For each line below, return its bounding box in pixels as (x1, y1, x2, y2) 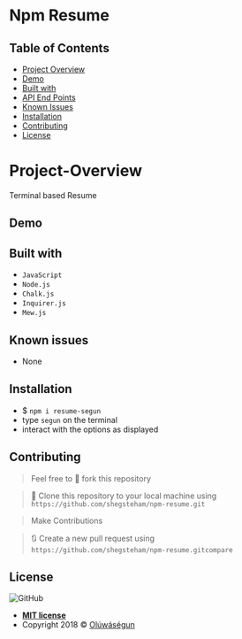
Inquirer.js (21, 299, 66, 308)
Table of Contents (9, 41, 110, 56)
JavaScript (21, 271, 63, 280)
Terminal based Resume (9, 189, 97, 200)
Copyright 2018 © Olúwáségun (21, 620, 135, 630)
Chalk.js (21, 289, 55, 299)
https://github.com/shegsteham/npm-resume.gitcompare (30, 545, 233, 554)
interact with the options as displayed (21, 424, 159, 435)
